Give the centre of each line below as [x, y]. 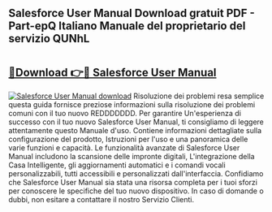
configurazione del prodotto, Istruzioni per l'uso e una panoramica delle [128, 139]
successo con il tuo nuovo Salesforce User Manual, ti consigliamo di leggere [136, 122]
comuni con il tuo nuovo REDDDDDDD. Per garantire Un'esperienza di [125, 113]
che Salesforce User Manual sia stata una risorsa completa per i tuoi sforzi [133, 182]
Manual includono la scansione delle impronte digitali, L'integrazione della [132, 156]
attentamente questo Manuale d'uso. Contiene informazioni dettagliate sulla [135, 130]
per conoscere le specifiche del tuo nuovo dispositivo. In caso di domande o [136, 191]
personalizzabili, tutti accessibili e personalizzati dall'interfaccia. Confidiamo [136, 173]
